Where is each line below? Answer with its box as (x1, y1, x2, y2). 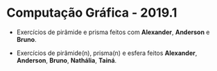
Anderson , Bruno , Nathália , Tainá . (16, 56, 117, 64)
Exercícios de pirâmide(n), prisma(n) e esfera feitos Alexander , (16, 49, 198, 57)
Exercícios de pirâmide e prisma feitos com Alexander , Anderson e (16, 28, 210, 36)
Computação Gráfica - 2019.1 (6, 5, 177, 21)
